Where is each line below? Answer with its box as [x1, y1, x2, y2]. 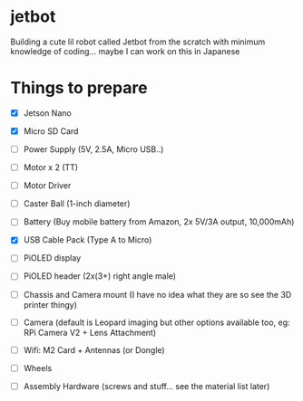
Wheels [23, 362, 53, 373]
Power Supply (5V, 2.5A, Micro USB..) [23, 144, 164, 155]
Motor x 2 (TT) [23, 162, 79, 173]
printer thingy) [23, 299, 78, 310]
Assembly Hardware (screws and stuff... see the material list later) [23, 380, 270, 391]
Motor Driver [23, 180, 72, 191]
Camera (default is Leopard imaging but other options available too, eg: [23, 317, 290, 328]
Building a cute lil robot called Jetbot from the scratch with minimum [10, 36, 266, 47]
